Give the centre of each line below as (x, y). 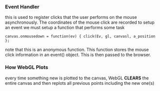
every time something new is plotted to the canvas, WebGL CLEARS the (77, 78)
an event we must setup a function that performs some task (65, 28)
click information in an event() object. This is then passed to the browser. (78, 55)
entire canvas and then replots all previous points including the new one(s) (80, 83)
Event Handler (22, 7)
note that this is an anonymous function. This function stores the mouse (77, 50)
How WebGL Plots (27, 67)
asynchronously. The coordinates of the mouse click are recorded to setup (80, 22)
